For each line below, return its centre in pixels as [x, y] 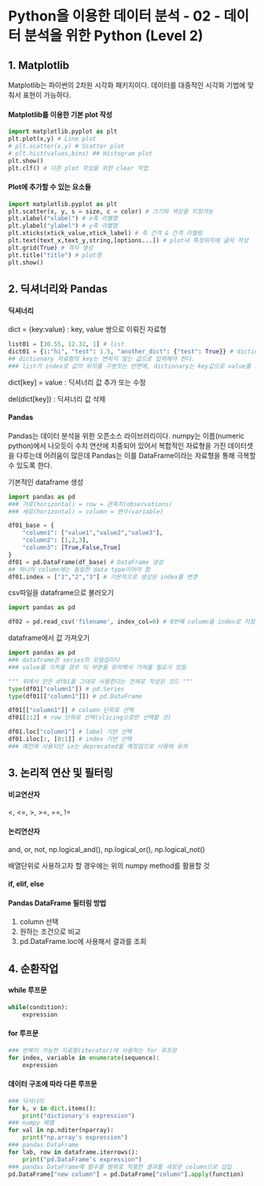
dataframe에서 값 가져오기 [49, 638]
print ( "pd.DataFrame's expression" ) [82, 1159]
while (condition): [38, 1008]
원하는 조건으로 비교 [50, 931]
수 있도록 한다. [30, 465]
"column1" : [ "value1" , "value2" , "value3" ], [93, 533]
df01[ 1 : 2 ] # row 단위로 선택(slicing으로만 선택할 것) [90, 718]
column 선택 [39, 922]
